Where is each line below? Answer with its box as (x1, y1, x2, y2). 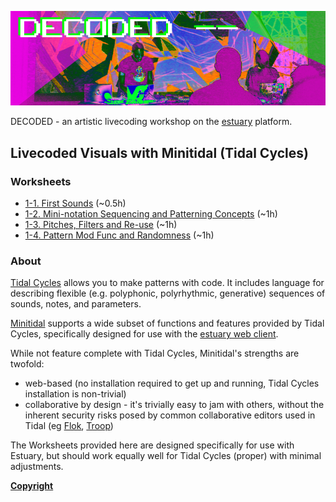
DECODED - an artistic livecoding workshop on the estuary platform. (10, 116, 293, 128)
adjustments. (10, 461, 64, 473)
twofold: (10, 358, 45, 370)
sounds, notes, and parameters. (10, 298, 142, 310)
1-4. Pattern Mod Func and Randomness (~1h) (24, 229, 215, 241)
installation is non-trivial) (24, 388, 127, 400)
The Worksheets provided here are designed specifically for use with (10, 439, 295, 451)
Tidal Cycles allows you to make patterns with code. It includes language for (10, 277, 325, 289)
